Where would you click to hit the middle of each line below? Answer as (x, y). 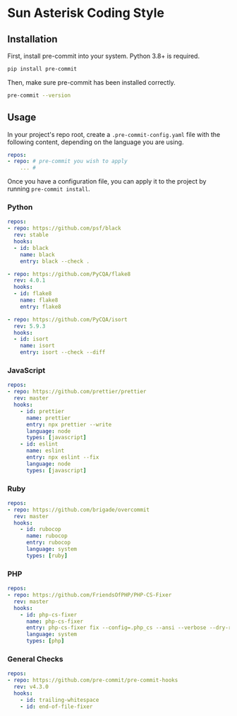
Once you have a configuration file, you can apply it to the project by (107, 181)
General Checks (35, 659)
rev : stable (31, 235)
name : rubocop (47, 536)
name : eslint (45, 451)
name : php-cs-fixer (54, 621)
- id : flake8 (33, 294)
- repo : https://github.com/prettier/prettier (77, 392)
